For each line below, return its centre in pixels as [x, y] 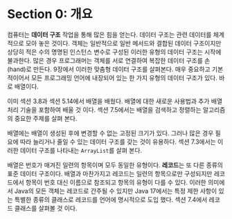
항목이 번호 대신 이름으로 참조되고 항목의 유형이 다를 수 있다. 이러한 [116, 182]
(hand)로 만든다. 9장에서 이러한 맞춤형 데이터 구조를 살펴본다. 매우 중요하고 [109, 69]
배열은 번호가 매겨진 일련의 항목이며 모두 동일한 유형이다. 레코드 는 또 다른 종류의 [115, 165]
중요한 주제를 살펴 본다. [46, 118]
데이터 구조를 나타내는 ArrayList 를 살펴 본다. [81, 150]
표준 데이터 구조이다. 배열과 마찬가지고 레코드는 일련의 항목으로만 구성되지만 [110, 173]
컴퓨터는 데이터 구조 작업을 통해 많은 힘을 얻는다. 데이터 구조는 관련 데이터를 [109, 35]
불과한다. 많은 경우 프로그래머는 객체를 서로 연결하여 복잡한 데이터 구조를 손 [109, 60]
